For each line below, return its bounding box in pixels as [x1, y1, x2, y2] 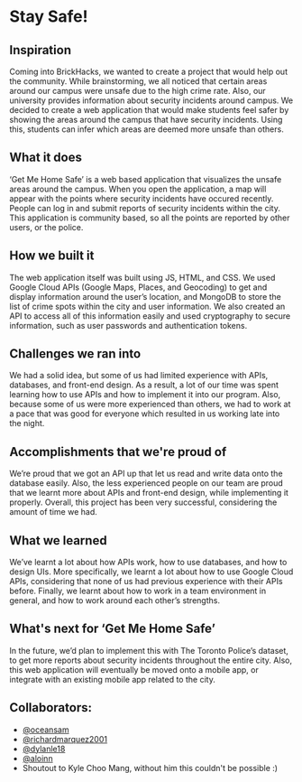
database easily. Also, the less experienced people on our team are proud [9, 478, 284, 489]
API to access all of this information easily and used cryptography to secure [9, 310, 291, 321]
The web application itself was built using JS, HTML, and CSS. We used [9, 272, 276, 283]
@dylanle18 [22, 743, 66, 754]
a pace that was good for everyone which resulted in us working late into [9, 408, 280, 419]
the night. [9, 418, 45, 429]
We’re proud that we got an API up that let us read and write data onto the [9, 468, 283, 479]
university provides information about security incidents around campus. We [9, 95, 294, 106]
